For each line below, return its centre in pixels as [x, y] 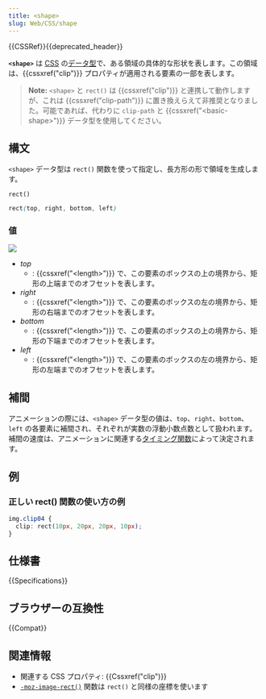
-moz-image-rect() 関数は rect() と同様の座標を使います [114, 687]
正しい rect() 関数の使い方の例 [67, 501]
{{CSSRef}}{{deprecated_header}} [66, 46]
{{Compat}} [27, 628]
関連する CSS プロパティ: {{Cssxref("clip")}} [94, 676]
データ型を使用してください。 [116, 120]
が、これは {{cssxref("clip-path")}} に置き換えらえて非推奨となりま [139, 100]
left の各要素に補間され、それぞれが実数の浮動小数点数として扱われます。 [133, 429]
